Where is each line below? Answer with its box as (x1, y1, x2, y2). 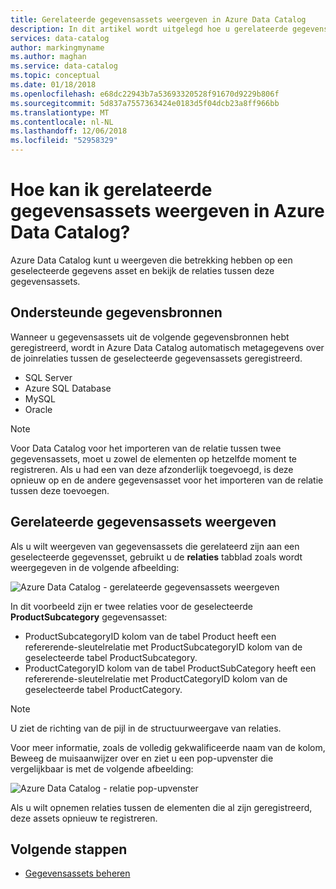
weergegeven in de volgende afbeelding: (10, 561, 180, 573)
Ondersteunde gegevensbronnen (10, 304, 223, 321)
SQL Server (24, 371, 73, 383)
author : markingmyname (10, 42, 105, 53)
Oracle (24, 403, 53, 415)
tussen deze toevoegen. (10, 484, 110, 496)
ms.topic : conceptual (10, 71, 101, 81)
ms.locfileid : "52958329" (10, 136, 118, 146)
